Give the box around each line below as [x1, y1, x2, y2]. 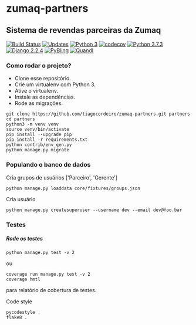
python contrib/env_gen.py [6, 142, 72, 148]
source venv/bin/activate [6, 127, 69, 133]
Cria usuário [6, 195, 36, 202]
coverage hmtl [6, 276, 41, 283]
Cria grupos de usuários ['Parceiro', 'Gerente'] [6, 174, 118, 181]
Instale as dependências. [14, 93, 75, 101]
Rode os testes [6, 235, 43, 242]
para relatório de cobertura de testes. [6, 287, 97, 294]
